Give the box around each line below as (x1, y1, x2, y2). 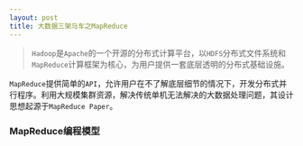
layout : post (9, 13, 59, 23)
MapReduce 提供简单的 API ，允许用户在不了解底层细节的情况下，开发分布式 (9, 78, 280, 88)
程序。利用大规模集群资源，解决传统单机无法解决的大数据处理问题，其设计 (16, 89, 294, 100)
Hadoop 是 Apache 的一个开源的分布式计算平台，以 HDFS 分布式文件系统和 (31, 47, 287, 59)
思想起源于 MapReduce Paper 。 (9, 100, 118, 111)
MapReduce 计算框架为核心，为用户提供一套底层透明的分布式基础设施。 (31, 59, 290, 69)
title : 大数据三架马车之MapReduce (9, 22, 128, 31)
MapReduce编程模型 (9, 125, 101, 138)
